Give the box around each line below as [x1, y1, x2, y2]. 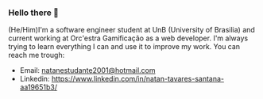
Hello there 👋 [8, 7, 60, 18]
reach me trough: [8, 51, 65, 60]
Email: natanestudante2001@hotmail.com [19, 66, 156, 75]
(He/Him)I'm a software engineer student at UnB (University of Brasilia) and [8, 25, 256, 35]
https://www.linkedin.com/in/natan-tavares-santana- [51, 74, 225, 84]
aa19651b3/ [19, 82, 58, 92]
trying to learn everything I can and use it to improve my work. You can [8, 42, 241, 51]
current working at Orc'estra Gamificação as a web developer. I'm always [8, 33, 249, 43]
